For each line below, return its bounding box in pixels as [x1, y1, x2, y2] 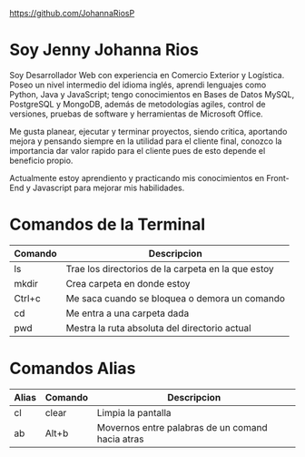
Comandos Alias [9, 359, 136, 379]
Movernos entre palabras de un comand [96, 421, 268, 433]
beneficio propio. [9, 155, 74, 166]
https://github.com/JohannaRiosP [9, 8, 135, 18]
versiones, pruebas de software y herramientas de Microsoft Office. [9, 108, 263, 119]
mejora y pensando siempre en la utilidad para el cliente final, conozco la [9, 136, 282, 147]
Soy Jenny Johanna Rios [9, 40, 200, 60]
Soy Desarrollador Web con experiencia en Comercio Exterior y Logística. [9, 69, 285, 80]
